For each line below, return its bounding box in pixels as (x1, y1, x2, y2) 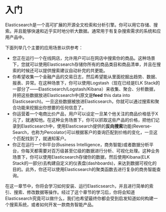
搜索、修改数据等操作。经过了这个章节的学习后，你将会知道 (13, 189, 135, 195)
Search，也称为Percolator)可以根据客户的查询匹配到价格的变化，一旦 (12, 129, 154, 135)
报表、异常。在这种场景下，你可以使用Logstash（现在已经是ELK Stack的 (12, 80, 161, 85)
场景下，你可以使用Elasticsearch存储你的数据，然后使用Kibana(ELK (12, 154, 150, 160)
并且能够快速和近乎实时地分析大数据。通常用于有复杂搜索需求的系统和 (13, 28, 157, 34)
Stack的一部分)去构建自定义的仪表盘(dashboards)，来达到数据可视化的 (12, 160, 157, 166)
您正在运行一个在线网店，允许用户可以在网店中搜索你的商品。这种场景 (12, 55, 156, 61)
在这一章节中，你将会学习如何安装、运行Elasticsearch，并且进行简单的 (5, 183, 149, 189)
